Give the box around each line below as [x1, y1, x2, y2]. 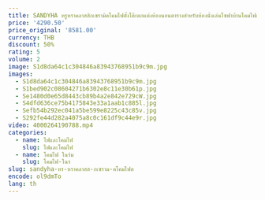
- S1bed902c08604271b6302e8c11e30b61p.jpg [15, 84, 157, 93]
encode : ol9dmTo [8, 172, 62, 181]
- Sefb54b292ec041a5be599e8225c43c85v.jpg [15, 107, 157, 115]
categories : [8, 128, 47, 136]
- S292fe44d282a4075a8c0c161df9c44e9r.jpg [15, 114, 157, 122]
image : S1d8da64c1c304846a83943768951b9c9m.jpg [8, 63, 168, 71]
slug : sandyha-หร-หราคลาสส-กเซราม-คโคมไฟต [8, 165, 134, 173]
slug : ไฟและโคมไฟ [22, 143, 73, 151]
